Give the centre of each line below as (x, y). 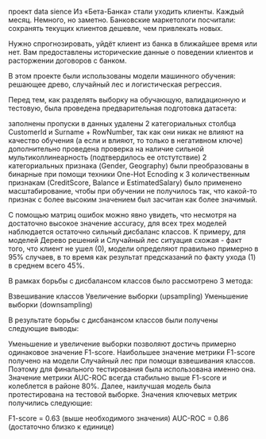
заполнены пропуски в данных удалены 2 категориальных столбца (122, 123)
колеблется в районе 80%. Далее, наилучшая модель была (110, 386)
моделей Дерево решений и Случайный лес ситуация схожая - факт (125, 240)
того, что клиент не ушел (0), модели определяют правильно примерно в (133, 248)
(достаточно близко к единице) (62, 427)
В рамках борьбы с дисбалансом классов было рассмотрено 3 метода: (131, 281)
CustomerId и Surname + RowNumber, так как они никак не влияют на (126, 132)
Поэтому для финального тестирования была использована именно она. (132, 369)
